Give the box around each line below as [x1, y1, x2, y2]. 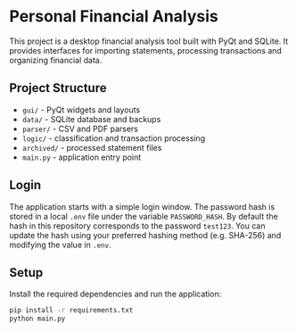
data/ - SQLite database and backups [21, 113, 161, 124]
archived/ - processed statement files [21, 142, 162, 153]
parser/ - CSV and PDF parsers [21, 123, 138, 134]
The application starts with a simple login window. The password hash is [9, 201, 275, 212]
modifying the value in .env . [9, 239, 111, 250]
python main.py [9, 314, 66, 323]
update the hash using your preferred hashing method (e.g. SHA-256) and [9, 229, 282, 240]
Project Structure [9, 80, 107, 95]
